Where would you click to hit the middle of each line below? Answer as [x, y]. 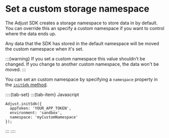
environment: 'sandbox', [36, 113]
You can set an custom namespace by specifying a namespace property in [82, 79]
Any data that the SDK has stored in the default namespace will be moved [82, 43]
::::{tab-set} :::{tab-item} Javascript [42, 94]
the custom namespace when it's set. [44, 49]
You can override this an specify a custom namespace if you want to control [85, 28]
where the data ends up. [31, 33]
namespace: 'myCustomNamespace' [44, 117]
